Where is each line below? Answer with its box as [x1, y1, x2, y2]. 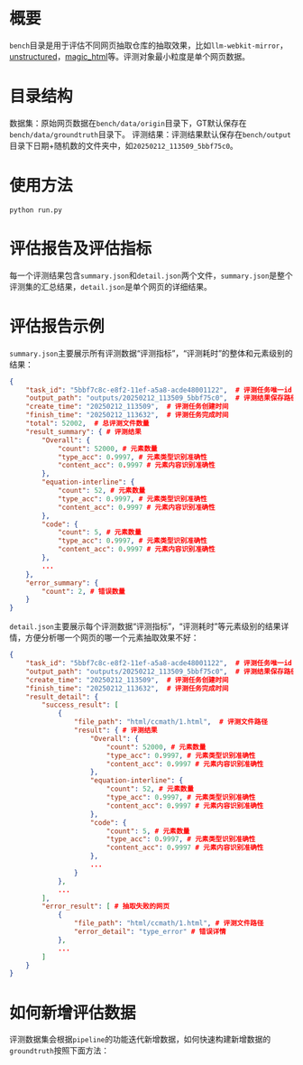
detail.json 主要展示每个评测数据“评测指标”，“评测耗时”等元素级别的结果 [9, 621, 281, 632]
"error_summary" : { [25, 579, 99, 588]
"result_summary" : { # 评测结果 [25, 427, 142, 436]
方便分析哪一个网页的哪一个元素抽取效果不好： [24, 633, 199, 644]
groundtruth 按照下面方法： [9, 1045, 110, 1056]
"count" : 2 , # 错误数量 [41, 587, 126, 596]
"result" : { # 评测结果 [73, 726, 158, 736]
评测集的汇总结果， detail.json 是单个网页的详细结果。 [9, 281, 212, 292]
